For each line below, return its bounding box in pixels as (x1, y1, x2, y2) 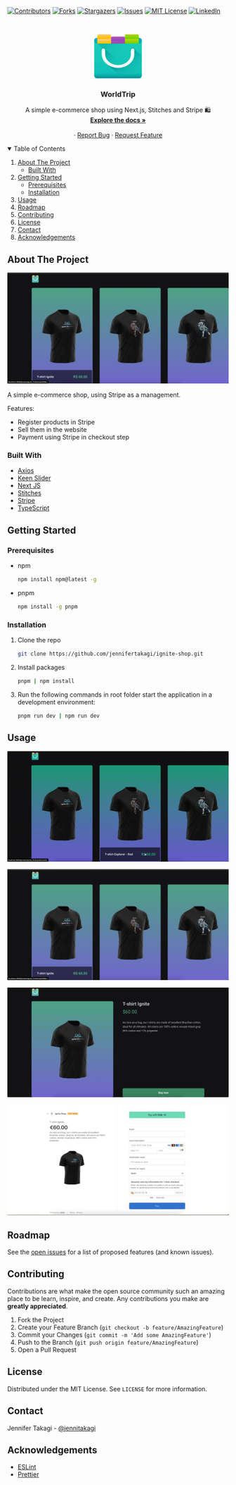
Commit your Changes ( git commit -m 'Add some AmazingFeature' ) (17, 1330, 212, 1338)
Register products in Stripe (17, 418, 96, 426)
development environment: (17, 697, 96, 706)
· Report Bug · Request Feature (73, 131, 163, 139)
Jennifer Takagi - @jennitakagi (7, 1424, 96, 1432)
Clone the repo (17, 636, 61, 645)
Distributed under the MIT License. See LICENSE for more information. (7, 1384, 207, 1393)
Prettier (17, 1470, 39, 1479)
